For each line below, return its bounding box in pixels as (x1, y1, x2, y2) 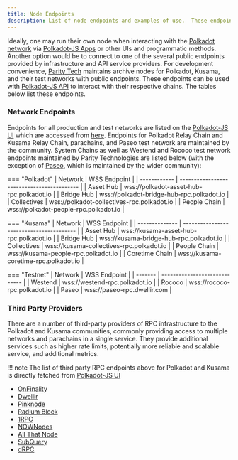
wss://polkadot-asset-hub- (123, 182, 203, 191)
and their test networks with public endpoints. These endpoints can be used (7, 74, 229, 82)
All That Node (17, 430, 58, 439)
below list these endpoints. (7, 90, 86, 98)
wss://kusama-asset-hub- (120, 226, 197, 235)
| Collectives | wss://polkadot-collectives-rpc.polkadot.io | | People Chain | (7, 197, 225, 206)
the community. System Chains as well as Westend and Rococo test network (7, 146, 231, 154)
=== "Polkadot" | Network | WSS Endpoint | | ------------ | (7, 175, 178, 183)
